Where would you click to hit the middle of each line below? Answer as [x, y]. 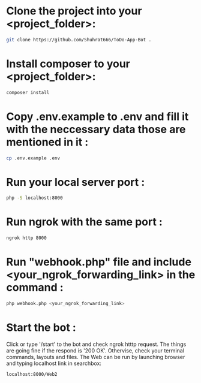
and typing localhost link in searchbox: [54, 363]
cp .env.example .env [33, 158]
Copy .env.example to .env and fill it [97, 117]
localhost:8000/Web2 [32, 374]
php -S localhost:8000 [34, 198]
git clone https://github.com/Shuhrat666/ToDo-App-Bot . [79, 40]
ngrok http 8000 [26, 238]
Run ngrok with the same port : [85, 222]
